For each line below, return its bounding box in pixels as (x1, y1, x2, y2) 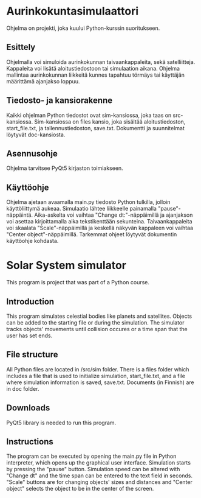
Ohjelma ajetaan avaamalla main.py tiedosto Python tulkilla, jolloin (6, 198, 171, 206)
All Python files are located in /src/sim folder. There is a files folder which (6, 365, 189, 373)
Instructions (6, 437, 53, 447)
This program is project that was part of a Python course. (6, 279, 150, 286)
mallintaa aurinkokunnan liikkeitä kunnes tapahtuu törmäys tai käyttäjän (6, 71, 185, 79)
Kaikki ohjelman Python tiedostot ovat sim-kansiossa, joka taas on (6, 111, 172, 119)
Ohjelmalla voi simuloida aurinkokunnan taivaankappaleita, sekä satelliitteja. (6, 58, 196, 65)
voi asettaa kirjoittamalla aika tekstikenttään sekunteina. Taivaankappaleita (6, 218, 192, 225)
